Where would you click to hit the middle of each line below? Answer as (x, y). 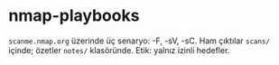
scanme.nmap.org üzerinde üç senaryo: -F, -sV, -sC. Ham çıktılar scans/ (139, 41)
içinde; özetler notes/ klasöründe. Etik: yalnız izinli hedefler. (119, 50)
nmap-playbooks (74, 16)
